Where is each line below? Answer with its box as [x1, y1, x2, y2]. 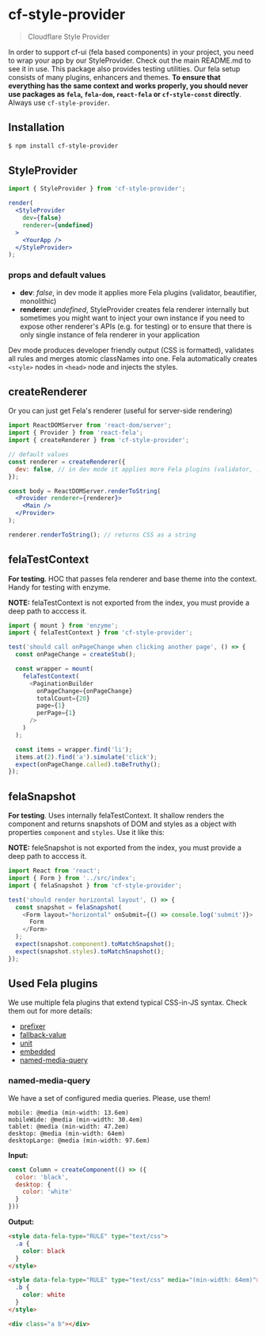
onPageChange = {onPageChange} [36, 687, 133, 695]
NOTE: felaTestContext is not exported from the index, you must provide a [8, 598, 250, 607]
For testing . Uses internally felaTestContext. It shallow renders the [8, 811, 224, 821]
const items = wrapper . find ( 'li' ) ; [15, 745, 133, 753]
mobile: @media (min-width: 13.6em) [8, 1109, 129, 1117]
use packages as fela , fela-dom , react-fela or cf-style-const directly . [8, 89, 241, 98]
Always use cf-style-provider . [8, 98, 110, 107]
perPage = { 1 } [36, 709, 77, 718]
